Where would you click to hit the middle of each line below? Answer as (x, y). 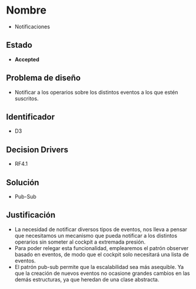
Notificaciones (32, 27)
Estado (19, 45)
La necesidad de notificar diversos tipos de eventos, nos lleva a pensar (101, 229)
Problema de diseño (44, 78)
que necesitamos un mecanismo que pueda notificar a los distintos (96, 235)
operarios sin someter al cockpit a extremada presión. (80, 242)
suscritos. (26, 98)
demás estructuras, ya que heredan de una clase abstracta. (87, 279)
